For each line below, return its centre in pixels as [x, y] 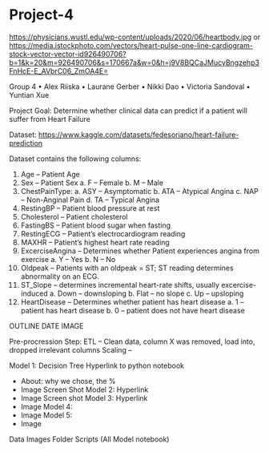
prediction [26, 143]
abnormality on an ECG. [60, 276]
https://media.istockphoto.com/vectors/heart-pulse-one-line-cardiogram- [131, 45]
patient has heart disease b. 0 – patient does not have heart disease [132, 310]
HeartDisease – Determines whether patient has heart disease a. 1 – [132, 301]
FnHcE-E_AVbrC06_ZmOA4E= [59, 71]
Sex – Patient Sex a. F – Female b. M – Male [92, 183]
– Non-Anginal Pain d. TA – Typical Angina [90, 200]
